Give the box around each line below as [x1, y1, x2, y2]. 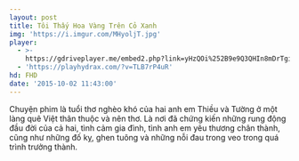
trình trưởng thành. [9, 141, 78, 152]
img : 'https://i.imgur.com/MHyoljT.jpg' [9, 29, 162, 38]
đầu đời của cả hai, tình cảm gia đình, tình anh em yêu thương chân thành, [9, 122, 280, 133]
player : [9, 37, 38, 47]
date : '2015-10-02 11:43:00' [9, 79, 117, 88]
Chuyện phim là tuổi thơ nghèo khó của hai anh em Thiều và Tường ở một [9, 103, 278, 114]
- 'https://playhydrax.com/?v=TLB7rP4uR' [17, 63, 174, 72]
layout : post [9, 12, 58, 22]
